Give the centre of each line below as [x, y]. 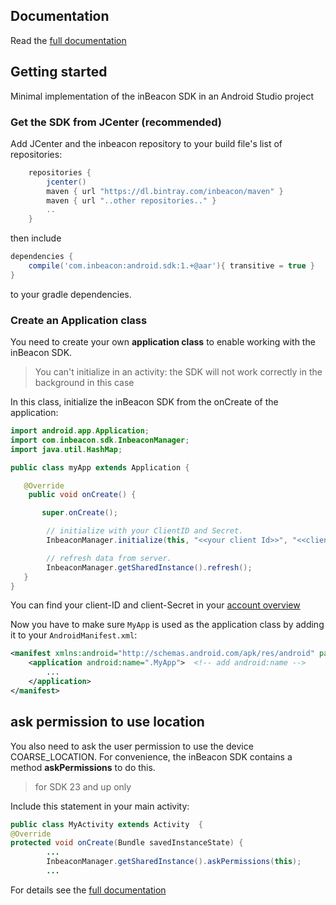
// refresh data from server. [109, 558]
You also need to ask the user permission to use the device [132, 746]
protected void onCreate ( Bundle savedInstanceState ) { [127, 843]
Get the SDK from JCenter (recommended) [116, 122]
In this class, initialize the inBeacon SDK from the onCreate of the [144, 402]
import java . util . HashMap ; [66, 449]
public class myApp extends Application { [100, 467]
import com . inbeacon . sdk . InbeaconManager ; [100, 440]
